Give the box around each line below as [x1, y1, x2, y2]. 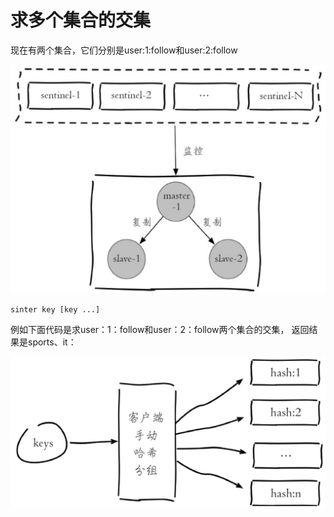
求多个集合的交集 [10, 9, 152, 32]
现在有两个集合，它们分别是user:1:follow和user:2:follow [10, 44, 238, 56]
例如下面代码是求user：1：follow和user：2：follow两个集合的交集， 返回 [10, 323, 310, 335]
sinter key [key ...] [10, 304, 101, 315]
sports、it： [27, 336, 77, 348]
